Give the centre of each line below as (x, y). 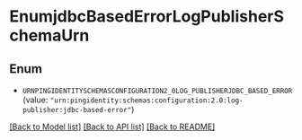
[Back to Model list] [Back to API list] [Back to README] (112, 127)
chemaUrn (49, 35)
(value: (35, 100)
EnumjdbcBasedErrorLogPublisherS (147, 17)
